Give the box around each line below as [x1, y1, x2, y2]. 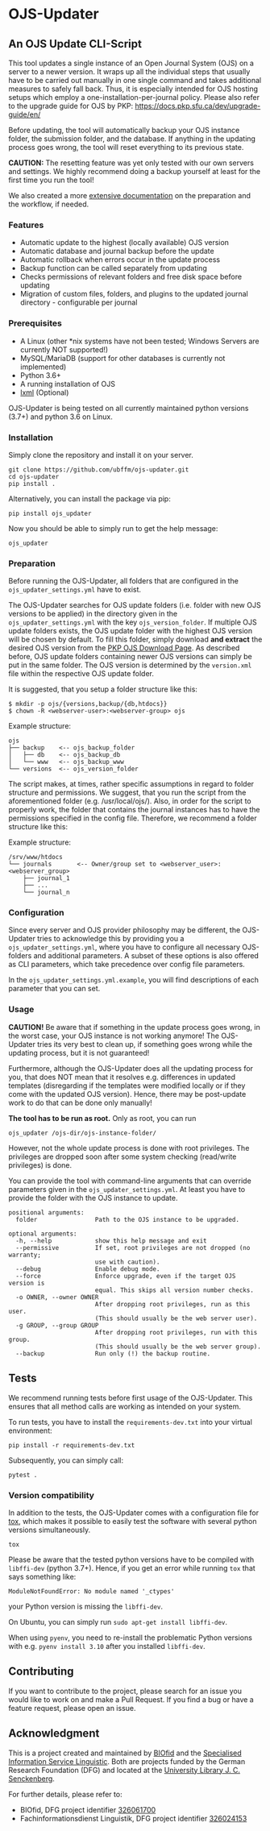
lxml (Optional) [19, 388, 69, 397]
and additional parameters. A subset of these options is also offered [33, 951, 260, 961]
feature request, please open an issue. [8, 1703, 136, 1713]
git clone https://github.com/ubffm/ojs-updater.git [8, 465, 189, 474]
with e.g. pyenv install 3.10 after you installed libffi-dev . [8, 1641, 206, 1650]
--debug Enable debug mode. [15, 1264, 160, 1273]
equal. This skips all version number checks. [94, 1286, 254, 1294]
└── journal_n [23, 888, 70, 897]
